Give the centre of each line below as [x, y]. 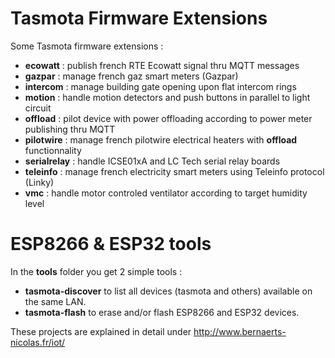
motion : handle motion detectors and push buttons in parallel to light [167, 97]
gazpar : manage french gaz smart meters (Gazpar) [131, 76]
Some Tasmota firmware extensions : [87, 46]
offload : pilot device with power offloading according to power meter [168, 118]
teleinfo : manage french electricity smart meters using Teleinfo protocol [174, 171]
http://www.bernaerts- [240, 331]
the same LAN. [55, 301]
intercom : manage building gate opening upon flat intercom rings [160, 86]
